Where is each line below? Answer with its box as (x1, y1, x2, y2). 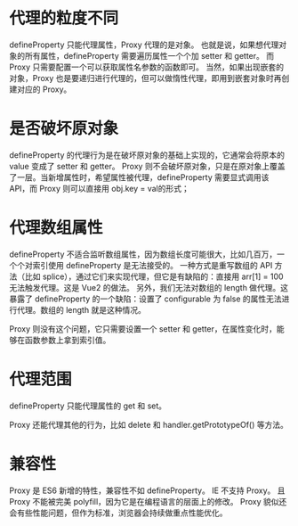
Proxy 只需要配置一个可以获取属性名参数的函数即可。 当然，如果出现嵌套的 (9, 62, 285, 72)
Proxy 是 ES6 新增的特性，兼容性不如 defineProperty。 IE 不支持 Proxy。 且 (9, 485, 286, 496)
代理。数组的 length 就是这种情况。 (16, 304, 147, 315)
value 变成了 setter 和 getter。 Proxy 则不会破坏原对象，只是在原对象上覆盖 (9, 160, 286, 171)
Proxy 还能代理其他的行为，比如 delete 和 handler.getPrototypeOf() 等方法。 (9, 419, 289, 430)
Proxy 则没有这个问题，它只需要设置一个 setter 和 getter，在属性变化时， (9, 323, 278, 334)
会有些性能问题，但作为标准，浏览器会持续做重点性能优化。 (9, 507, 228, 518)
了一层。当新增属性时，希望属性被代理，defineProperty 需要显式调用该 (9, 171, 270, 183)
